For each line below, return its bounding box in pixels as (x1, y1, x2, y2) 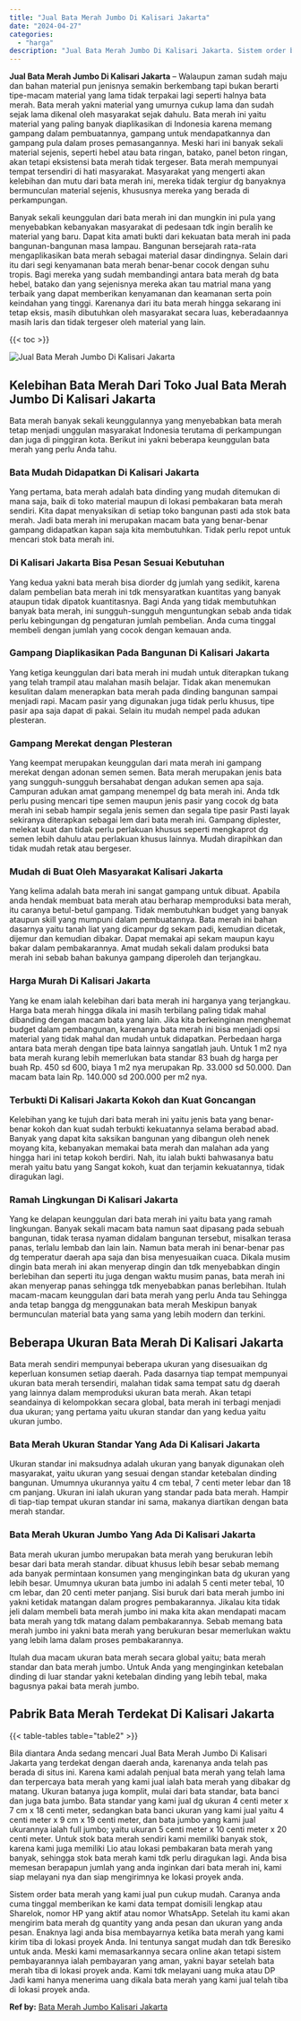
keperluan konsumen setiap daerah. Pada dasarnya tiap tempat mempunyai (9, 1368, 288, 1380)
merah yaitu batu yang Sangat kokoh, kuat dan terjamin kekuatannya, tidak (9, 1162, 285, 1173)
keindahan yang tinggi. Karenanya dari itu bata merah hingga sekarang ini (9, 297, 281, 309)
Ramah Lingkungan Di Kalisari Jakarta (9, 1193, 179, 1206)
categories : (9, 30, 54, 39)
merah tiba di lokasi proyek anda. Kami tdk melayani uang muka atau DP (9, 1965, 276, 1975)
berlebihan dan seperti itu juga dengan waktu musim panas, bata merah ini (9, 1271, 285, 1282)
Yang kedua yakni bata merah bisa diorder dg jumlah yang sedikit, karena (9, 577, 280, 588)
